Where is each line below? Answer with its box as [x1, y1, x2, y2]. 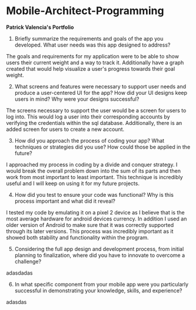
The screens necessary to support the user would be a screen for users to [6, 107, 187, 114]
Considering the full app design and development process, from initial [14, 245, 184, 252]
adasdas [6, 298, 27, 305]
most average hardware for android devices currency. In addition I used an [6, 215, 187, 222]
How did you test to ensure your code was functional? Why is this [14, 191, 174, 198]
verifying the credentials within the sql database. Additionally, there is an [6, 119, 182, 126]
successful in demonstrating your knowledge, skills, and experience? [14, 287, 182, 294]
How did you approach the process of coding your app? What [14, 137, 165, 144]
